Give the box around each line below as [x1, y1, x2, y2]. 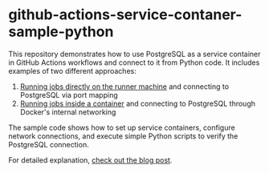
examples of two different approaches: [8, 66, 137, 75]
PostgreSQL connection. [8, 139, 90, 149]
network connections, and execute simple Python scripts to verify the [8, 131, 238, 141]
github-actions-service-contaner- [8, 6, 243, 24]
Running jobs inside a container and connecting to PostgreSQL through [19, 99, 255, 108]
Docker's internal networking [19, 107, 116, 117]
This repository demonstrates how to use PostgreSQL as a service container [8, 49, 261, 58]
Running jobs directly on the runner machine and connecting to [19, 82, 230, 91]
